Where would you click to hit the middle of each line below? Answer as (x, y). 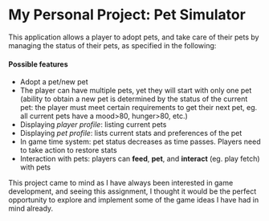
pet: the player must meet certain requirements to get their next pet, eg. (139, 108)
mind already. (31, 209)
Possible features (38, 64)
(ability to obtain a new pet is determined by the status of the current (134, 99)
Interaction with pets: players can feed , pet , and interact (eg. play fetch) (140, 159)
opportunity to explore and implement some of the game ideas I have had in (134, 200)
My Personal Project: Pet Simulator (127, 15)
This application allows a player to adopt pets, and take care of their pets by (134, 37)
